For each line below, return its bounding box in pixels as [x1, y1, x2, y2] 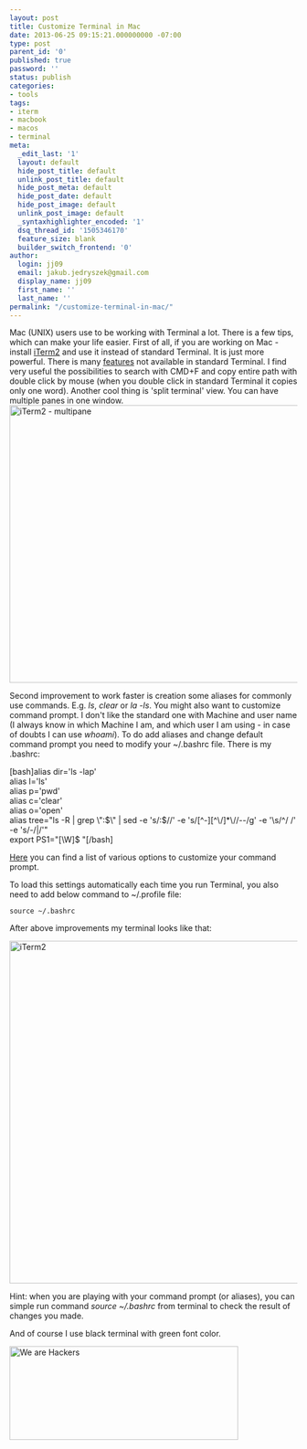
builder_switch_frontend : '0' [17, 243, 132, 252]
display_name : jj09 [17, 277, 92, 286]
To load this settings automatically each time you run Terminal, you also [9, 879, 279, 891]
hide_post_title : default [17, 166, 117, 175]
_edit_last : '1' [17, 149, 79, 158]
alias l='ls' [9, 776, 48, 787]
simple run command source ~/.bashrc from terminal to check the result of [9, 1301, 291, 1312]
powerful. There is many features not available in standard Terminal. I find [9, 356, 287, 367]
